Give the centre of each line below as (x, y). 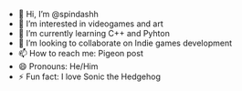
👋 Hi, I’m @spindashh (58, 14)
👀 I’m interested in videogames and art (90, 24)
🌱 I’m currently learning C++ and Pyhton (94, 33)
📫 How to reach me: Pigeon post (80, 53)
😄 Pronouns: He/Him (58, 66)
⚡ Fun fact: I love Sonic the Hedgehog (89, 76)
